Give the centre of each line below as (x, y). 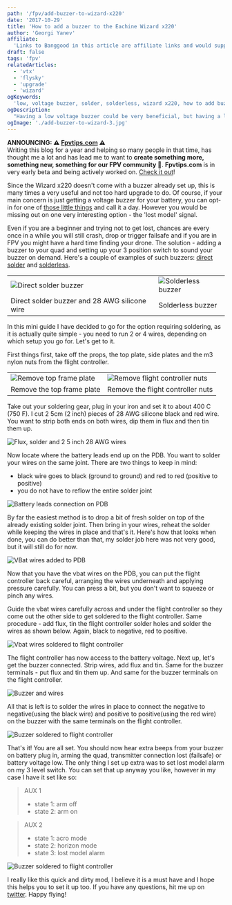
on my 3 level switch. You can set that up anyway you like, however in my (112, 770)
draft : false (26, 53)
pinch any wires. (30, 596)
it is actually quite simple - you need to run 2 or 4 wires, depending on (107, 334)
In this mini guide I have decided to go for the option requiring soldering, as (114, 326)
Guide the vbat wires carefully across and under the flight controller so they (115, 609)
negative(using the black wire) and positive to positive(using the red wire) (112, 714)
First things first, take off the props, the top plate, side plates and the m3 (110, 354)
